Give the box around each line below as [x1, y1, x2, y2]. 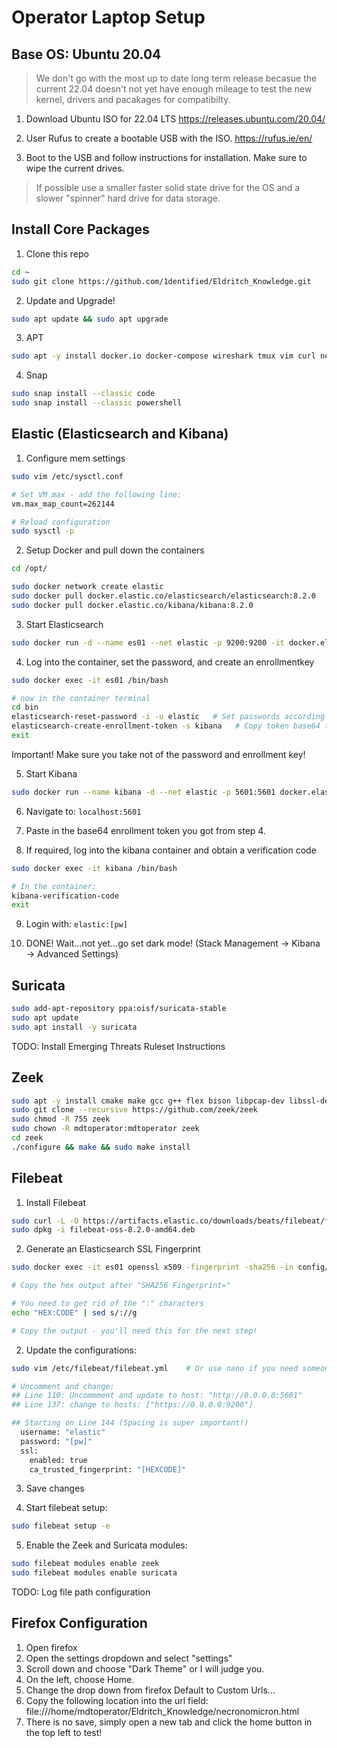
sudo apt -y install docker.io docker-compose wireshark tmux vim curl [11, 351, 316, 361]
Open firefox [25, 1641, 78, 1653]
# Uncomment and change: [11, 1381, 115, 1391]
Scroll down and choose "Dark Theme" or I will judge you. [25, 1662, 265, 1675]
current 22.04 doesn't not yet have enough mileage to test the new [35, 83, 313, 95]
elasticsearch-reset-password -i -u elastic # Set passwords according [11, 712, 326, 722]
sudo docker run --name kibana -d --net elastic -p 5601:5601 [11, 787, 276, 797]
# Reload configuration [11, 517, 111, 527]
